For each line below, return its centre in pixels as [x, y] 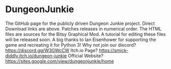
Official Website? [85, 56]
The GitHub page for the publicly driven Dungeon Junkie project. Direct [80, 23]
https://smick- [114, 50]
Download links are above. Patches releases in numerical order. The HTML [83, 28]
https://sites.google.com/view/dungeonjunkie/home [60, 61]
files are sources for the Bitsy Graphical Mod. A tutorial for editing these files [85, 34]
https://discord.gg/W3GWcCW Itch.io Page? [52, 50]
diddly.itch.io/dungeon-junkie [36, 56]
